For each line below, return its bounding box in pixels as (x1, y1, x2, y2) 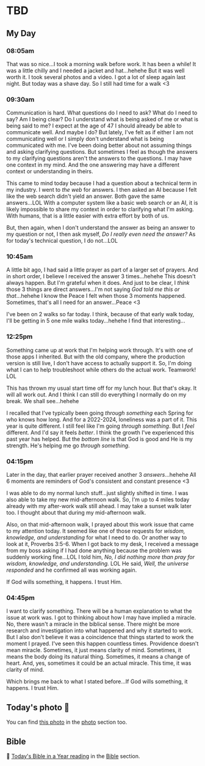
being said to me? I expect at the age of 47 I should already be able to (6, 122, 182, 129)
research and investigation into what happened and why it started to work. (6, 627, 193, 634)
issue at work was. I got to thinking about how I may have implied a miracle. (6, 614, 196, 621)
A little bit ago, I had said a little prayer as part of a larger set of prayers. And (6, 266, 198, 273)
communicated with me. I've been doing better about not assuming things (6, 142, 192, 149)
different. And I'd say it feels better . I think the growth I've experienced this (6, 428, 195, 436)
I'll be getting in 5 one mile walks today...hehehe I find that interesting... (6, 317, 185, 325)
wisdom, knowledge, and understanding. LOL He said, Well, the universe (6, 560, 189, 567)
